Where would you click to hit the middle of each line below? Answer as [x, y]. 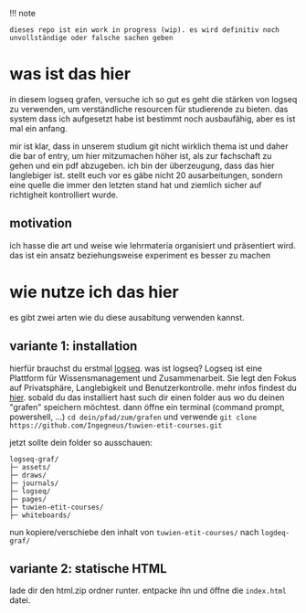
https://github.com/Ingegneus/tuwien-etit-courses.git [116, 425]
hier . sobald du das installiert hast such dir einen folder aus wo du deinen [147, 397]
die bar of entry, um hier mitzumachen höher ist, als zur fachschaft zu [141, 155]
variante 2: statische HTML [88, 569]
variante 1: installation [74, 346]
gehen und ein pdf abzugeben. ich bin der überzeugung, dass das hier [142, 165]
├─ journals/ [34, 483]
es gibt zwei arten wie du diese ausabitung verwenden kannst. [127, 317]
